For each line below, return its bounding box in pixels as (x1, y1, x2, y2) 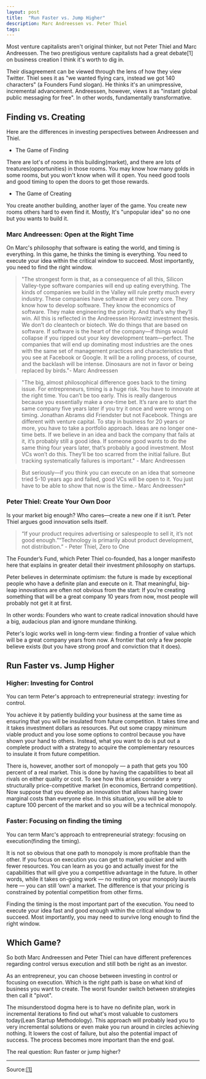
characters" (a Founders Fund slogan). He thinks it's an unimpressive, (6, 81, 183, 88)
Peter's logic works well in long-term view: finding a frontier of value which (6, 629, 196, 637)
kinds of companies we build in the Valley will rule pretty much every (21, 289, 195, 296)
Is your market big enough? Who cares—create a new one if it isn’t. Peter (6, 511, 191, 519)
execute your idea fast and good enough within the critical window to (6, 906, 181, 914)
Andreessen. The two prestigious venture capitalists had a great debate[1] (6, 50, 193, 57)
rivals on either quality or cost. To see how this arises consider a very (6, 775, 182, 783)
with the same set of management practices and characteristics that (21, 348, 194, 355)
